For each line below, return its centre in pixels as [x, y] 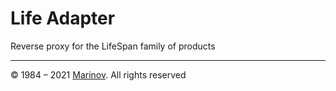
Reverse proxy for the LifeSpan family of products [113, 46]
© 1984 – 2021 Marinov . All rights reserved [98, 74]
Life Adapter [63, 18]
